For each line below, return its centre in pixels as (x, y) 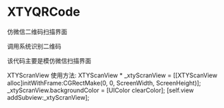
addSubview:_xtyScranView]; (48, 97)
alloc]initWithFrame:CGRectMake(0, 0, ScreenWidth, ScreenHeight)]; (104, 83)
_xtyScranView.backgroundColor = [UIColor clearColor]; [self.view (100, 90)
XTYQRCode (44, 12)
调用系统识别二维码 (34, 46)
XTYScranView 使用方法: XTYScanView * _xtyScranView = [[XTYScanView (112, 75)
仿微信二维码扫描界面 (37, 31)
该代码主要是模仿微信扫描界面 (49, 60)
